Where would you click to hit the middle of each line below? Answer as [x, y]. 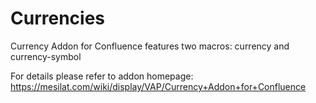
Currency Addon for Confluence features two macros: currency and [150, 46]
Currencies [58, 18]
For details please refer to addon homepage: [102, 76]
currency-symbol [46, 56]
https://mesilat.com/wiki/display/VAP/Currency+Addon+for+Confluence [158, 86]
